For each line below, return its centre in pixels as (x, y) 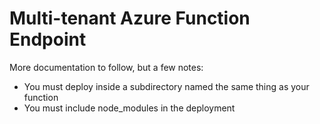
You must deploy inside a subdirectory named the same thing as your (166, 86)
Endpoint (48, 39)
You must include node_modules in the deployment (129, 108)
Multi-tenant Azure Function (130, 18)
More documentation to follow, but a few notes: (106, 67)
